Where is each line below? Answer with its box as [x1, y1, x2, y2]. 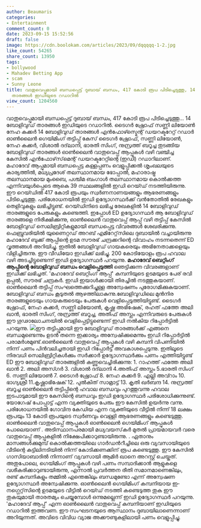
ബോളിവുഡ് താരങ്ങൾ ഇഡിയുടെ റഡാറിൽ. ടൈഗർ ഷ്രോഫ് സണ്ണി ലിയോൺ [6, 121, 196, 128]
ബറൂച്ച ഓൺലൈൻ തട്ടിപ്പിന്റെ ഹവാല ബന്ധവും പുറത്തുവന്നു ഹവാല [6, 385, 169, 392]
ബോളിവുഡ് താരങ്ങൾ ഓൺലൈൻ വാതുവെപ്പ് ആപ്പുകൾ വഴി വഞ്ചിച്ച [6, 148, 174, 155]
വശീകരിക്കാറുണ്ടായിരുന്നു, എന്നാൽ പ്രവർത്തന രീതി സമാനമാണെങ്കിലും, [6, 466, 183, 473]
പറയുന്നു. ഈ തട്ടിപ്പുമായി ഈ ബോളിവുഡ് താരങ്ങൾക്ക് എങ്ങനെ [6, 325, 169, 332]
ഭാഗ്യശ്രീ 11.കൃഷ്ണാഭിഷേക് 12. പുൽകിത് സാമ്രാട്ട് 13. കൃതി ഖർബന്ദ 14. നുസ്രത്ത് [6, 379, 193, 386]
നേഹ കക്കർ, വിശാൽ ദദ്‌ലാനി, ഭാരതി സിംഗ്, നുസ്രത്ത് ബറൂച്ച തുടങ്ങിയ [6, 142, 180, 149]
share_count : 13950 [6, 53, 55, 59]
